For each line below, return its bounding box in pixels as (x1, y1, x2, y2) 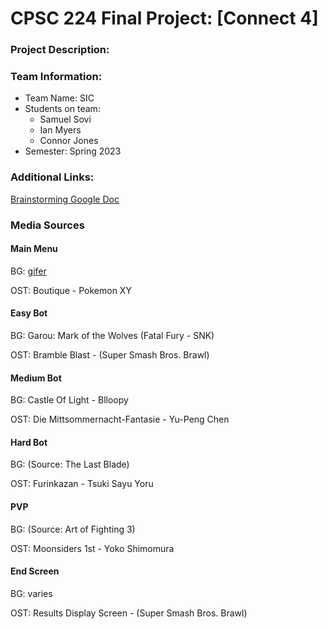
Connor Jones (39, 135, 99, 147)
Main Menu (10, 243, 58, 255)
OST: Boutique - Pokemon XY (10, 284, 132, 296)
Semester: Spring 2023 (24, 145, 122, 157)
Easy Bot (10, 307, 48, 319)
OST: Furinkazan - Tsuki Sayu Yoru (10, 478, 154, 490)
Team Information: (10, 70, 103, 84)
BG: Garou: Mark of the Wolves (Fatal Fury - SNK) (10, 330, 215, 342)
